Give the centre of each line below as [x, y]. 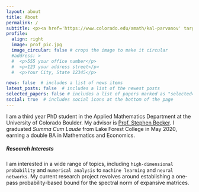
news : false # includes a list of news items [65, 83]
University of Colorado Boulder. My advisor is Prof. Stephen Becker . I [90, 123]
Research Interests [30, 149]
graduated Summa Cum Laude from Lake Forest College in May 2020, [92, 129]
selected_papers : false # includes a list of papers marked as [86, 94]
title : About [22, 17]
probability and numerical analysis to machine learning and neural [90, 170]
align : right [28, 39]
